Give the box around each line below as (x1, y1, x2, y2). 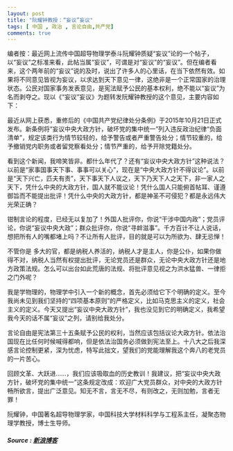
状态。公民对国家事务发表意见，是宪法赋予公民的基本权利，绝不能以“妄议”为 (7, 84, 225, 92)
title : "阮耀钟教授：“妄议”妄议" (7, 17, 94, 24)
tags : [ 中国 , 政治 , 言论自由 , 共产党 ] (7, 23, 114, 30)
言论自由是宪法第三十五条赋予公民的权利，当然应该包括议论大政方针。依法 (7, 329, 220, 337)
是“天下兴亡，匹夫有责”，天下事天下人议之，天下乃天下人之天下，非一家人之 (7, 174, 225, 182)
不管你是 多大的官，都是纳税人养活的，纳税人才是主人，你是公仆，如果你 (7, 247, 216, 255)
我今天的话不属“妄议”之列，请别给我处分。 (7, 314, 128, 323)
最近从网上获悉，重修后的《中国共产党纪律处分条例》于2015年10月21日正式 (7, 116, 222, 125)
